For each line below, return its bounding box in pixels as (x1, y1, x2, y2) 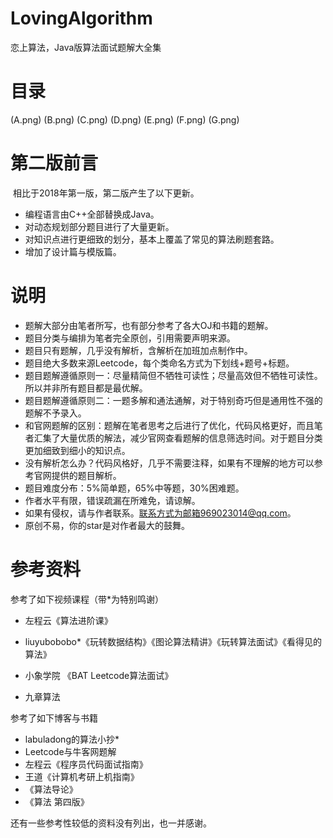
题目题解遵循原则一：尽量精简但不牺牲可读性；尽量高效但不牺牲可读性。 (24, 369, 323, 381)
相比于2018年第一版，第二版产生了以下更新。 (12, 187, 200, 199)
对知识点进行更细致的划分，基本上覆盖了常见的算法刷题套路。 (24, 233, 280, 245)
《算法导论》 (24, 783, 78, 795)
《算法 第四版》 (24, 795, 90, 807)
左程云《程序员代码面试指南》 (24, 758, 148, 770)
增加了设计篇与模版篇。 (24, 245, 122, 257)
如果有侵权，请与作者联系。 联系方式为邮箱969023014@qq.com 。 (24, 507, 297, 519)
